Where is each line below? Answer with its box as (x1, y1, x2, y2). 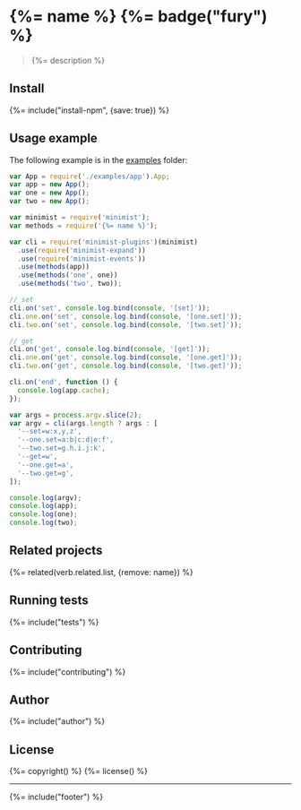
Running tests (9, 593, 90, 608)
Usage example (9, 131, 99, 146)
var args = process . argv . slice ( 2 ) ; (9, 410, 142, 419)
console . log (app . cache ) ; (17, 385, 110, 395)
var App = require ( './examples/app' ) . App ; (9, 172, 170, 181)
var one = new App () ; (9, 188, 90, 198)
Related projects (9, 543, 103, 558)
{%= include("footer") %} (9, 791, 104, 803)
